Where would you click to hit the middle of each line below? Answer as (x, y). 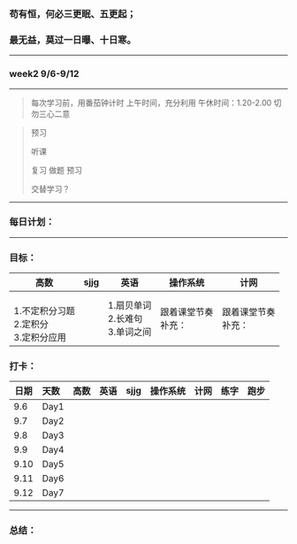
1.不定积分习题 (44, 311)
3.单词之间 (129, 332)
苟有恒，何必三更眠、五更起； (73, 13)
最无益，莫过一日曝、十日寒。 (73, 40)
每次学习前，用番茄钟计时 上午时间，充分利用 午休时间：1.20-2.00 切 (156, 103)
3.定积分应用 (40, 338)
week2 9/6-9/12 (44, 74)
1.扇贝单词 (129, 305)
